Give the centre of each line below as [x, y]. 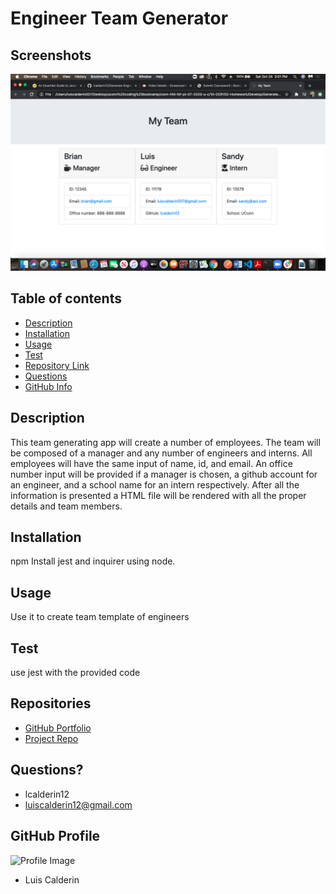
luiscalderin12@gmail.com [78, 804]
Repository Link [57, 365]
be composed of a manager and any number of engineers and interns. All [161, 453]
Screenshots [51, 55]
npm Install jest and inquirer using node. [93, 561]
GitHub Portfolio [58, 728]
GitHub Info [48, 386]
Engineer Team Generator [119, 18]
